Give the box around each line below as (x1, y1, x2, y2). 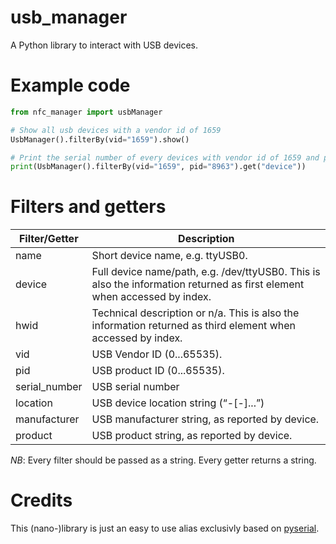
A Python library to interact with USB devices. (10, 39, 198, 51)
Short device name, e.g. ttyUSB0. (91, 249, 248, 263)
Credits (10, 489, 73, 512)
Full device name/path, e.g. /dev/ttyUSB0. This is (91, 265, 321, 279)
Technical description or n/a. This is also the (91, 306, 300, 320)
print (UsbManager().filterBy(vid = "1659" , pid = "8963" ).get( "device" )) (10, 162, 307, 172)
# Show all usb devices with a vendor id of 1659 (10, 125, 222, 135)
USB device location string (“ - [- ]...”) (91, 396, 265, 410)
